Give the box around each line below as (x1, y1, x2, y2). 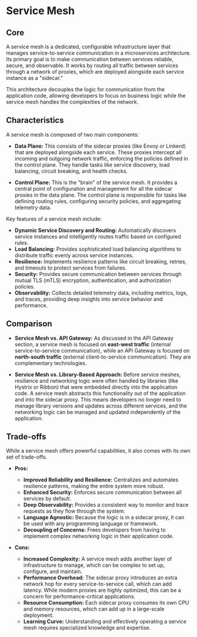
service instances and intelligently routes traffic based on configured (14, 233, 182, 240)
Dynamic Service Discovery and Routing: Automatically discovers (14, 227, 176, 234)
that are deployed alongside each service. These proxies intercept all (14, 148, 182, 155)
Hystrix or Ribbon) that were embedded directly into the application (14, 383, 178, 390)
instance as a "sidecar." (6, 75, 63, 81)
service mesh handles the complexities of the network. (6, 98, 139, 105)
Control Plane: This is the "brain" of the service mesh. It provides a (14, 178, 178, 186)
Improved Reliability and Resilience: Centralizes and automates (23, 476, 179, 483)
